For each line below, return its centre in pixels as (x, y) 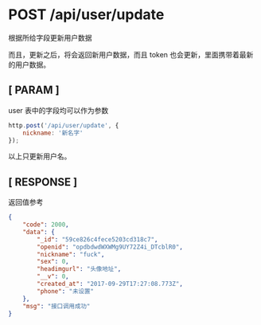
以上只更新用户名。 (40, 156)
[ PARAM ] (34, 90)
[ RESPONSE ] (43, 182)
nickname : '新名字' (53, 133)
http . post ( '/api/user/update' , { (64, 125)
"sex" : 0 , (53, 262)
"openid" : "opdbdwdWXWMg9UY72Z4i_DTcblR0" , (110, 247)
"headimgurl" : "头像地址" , (79, 269)
